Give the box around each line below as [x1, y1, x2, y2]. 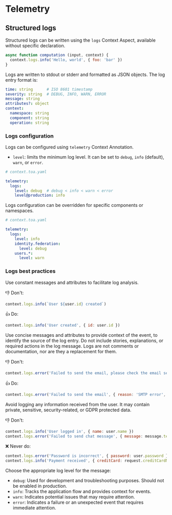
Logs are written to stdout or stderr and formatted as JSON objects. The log [5, 71, 165, 78]
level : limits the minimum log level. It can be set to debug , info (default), [12, 154, 165, 160]
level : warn [18, 255, 45, 261]
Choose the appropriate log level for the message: [5, 467, 111, 473]
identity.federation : [14, 241, 60, 246]
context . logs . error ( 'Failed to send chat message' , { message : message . [5, 433, 164, 439]
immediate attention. [12, 504, 56, 511]
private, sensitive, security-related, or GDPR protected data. [5, 407, 132, 413]
